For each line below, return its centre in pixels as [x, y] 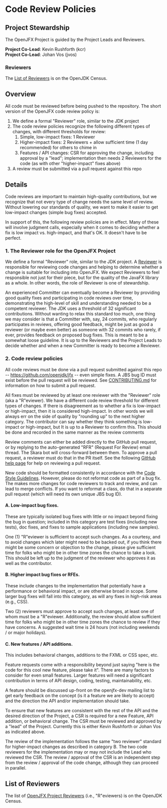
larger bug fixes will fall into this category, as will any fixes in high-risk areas [83, 596]
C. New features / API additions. [39, 644]
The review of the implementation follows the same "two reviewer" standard [83, 742]
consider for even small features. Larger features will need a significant [78, 675]
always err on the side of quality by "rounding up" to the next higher [75, 416]
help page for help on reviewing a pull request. [53, 463]
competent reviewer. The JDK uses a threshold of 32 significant [71, 308]
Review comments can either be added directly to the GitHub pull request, [81, 442]
